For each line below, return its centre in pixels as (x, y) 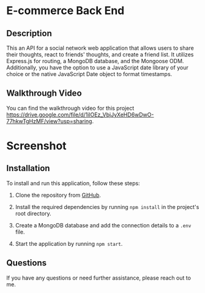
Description (29, 33)
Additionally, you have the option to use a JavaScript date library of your (97, 67)
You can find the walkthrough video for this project (70, 108)
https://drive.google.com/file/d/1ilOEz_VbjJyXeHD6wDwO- (80, 115)
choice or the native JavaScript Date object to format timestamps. (89, 74)
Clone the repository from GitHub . (58, 195)
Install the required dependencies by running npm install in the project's (107, 207)
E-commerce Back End (65, 11)
